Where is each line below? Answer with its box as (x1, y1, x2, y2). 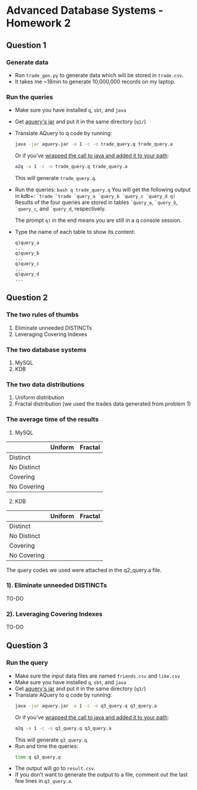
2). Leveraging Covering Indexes (6, 609, 103, 618)
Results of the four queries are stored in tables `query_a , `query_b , (14, 199, 178, 206)
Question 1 (6, 40, 47, 50)
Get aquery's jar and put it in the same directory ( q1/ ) (14, 118, 146, 126)
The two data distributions (6, 380, 85, 389)
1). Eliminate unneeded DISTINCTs (6, 581, 107, 590)
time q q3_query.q (14, 754, 61, 760)
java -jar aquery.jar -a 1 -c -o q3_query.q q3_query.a (14, 703, 157, 709)
